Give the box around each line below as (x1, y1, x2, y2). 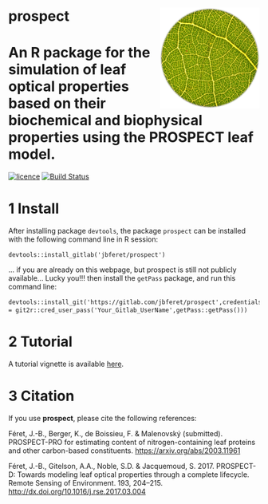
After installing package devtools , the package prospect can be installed (8, 226, 246, 236)
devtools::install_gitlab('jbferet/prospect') (8, 251, 166, 259)
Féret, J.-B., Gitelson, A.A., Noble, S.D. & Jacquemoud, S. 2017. (8, 461, 215, 471)
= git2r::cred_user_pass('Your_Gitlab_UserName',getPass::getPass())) (8, 306, 248, 314)
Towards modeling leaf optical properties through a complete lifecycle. (17, 470, 250, 479)
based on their (8, 95, 106, 112)
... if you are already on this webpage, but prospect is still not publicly (8, 265, 237, 274)
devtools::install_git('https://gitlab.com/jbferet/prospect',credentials (8, 298, 262, 306)
